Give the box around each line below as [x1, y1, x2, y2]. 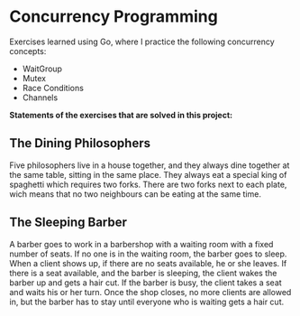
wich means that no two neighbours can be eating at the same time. [9, 188, 261, 200]
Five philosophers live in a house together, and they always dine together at [9, 160, 290, 171]
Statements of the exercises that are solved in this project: [9, 109, 232, 120]
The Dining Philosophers [9, 135, 151, 151]
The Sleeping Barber [9, 215, 128, 230]
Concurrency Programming [9, 6, 218, 27]
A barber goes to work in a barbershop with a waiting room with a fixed [9, 238, 274, 249]
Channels [22, 92, 59, 103]
